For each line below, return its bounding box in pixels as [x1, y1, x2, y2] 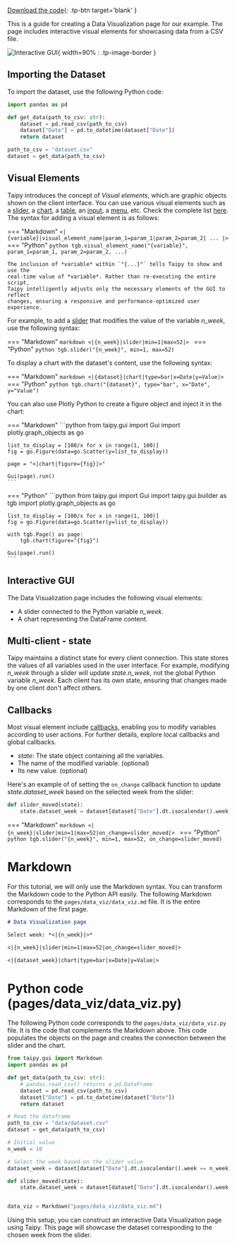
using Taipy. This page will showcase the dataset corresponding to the [7, 1223, 213, 1232]
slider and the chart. [7, 1041, 66, 1050]
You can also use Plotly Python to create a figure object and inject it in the [7, 399, 222, 408]
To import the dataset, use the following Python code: [7, 87, 164, 96]
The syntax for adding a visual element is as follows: [7, 213, 160, 221]
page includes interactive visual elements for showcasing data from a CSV [7, 28, 224, 35]
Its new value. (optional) [17, 767, 88, 775]
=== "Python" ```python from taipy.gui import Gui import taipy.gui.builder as [7, 491, 227, 499]
